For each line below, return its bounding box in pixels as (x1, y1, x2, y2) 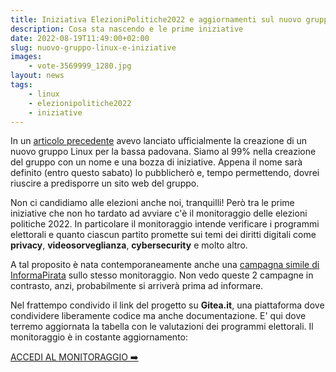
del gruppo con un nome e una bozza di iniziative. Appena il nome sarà (10, 156, 303, 168)
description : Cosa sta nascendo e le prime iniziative (10, 24, 244, 34)
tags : (10, 80, 33, 90)
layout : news (10, 71, 65, 81)
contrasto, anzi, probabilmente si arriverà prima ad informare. (10, 280, 264, 292)
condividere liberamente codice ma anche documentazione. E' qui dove (10, 310, 307, 322)
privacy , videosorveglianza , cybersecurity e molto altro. (10, 239, 248, 251)
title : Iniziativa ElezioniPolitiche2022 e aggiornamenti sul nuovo (10, 14, 302, 25)
